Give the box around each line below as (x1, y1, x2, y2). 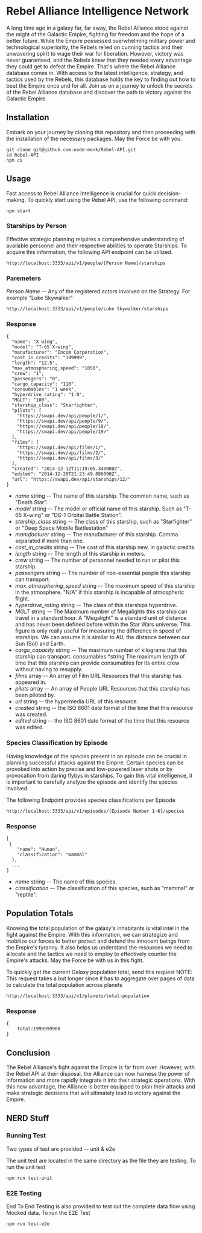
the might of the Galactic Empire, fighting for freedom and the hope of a (6, 30, 185, 37)
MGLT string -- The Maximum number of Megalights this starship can (14, 608, 188, 615)
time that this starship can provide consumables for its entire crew (14, 659, 180, 666)
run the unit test (6, 1163, 46, 1171)
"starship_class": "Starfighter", (11, 402, 98, 409)
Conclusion (6, 1047, 51, 1058)
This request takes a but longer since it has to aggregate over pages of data (6, 975, 195, 982)
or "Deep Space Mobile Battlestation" (14, 524, 109, 532)
